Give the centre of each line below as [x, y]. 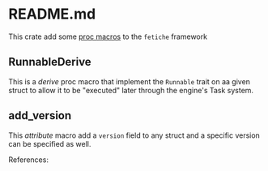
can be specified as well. [50, 143]
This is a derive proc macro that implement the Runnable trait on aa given [130, 81]
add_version [40, 115]
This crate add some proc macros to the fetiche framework [108, 36]
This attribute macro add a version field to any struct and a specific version [134, 135]
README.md [52, 14]
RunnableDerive [50, 62]
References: [28, 160]
